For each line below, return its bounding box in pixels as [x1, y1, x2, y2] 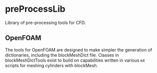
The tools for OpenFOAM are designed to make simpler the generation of [5, 47, 153, 52]
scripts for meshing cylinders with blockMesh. [5, 62, 98, 68]
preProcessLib [5, 3, 66, 15]
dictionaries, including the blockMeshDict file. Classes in [5, 52, 119, 58]
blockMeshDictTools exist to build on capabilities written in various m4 [5, 57, 145, 63]
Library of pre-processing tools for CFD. [5, 20, 86, 25]
